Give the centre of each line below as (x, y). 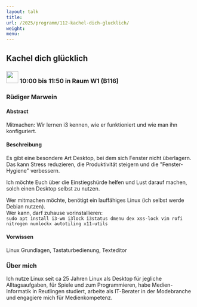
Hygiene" (18, 170)
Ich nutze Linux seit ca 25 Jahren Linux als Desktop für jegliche (84, 279)
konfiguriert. (21, 131)
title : (14, 17)
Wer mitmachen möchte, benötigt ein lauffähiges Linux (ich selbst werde (95, 200)
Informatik (19, 291)
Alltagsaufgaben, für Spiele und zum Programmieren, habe (79, 285)
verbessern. (45, 170)
